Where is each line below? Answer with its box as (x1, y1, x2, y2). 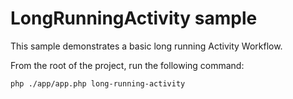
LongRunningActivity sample (10, 7, 258, 30)
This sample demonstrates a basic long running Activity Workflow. (10, 40, 283, 52)
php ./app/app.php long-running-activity (10, 78, 186, 89)
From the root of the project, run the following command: (10, 59, 245, 71)
